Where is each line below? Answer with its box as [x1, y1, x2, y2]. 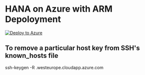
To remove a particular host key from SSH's [5, 44, 140, 52]
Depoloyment [5, 14, 61, 25]
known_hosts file [5, 52, 59, 60]
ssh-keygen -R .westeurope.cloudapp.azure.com [5, 64, 104, 70]
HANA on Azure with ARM [5, 3, 113, 15]
